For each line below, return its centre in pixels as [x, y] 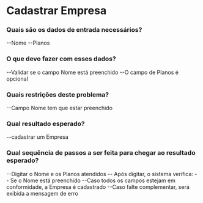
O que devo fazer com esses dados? [61, 59]
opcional [17, 79]
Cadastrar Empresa [57, 11]
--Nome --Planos [28, 43]
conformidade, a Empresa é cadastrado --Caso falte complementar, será [98, 186]
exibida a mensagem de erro [42, 193]
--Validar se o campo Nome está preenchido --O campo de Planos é [93, 72]
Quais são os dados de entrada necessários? [74, 30]
